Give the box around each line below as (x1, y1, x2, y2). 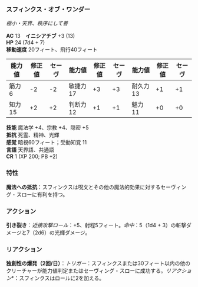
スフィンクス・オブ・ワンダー (6, 5, 91, 13)
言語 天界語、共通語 (6, 146, 54, 153)
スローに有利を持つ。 (16, 191, 68, 198)
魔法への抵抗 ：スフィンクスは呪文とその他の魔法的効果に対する (6, 183, 161, 191)
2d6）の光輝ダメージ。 (34, 229, 91, 236)
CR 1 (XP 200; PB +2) (6, 153, 58, 160)
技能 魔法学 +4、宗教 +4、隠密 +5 (6, 124, 89, 131)
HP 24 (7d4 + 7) (6, 39, 45, 46)
